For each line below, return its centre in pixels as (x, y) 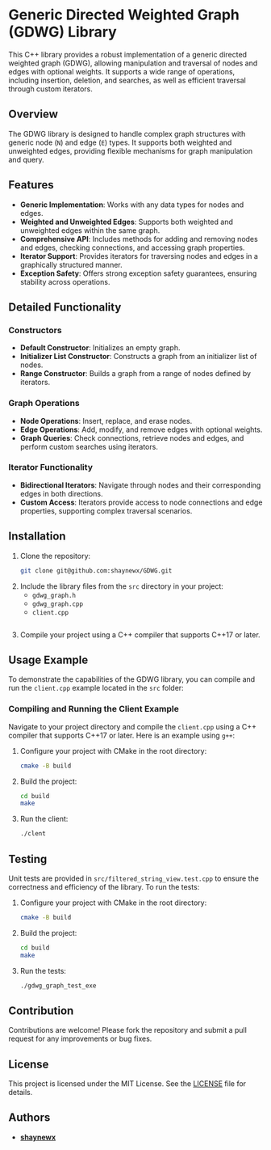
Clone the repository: (55, 556)
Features (31, 185)
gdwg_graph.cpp (57, 604)
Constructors (35, 330)
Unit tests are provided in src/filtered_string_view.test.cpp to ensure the (134, 878)
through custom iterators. (50, 89)
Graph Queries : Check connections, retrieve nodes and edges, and (132, 438)
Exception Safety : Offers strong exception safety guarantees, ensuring (138, 273)
